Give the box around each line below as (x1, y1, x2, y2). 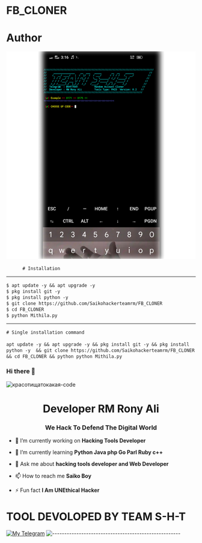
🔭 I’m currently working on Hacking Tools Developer (14, 437, 146, 444)
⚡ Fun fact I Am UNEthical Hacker (14, 486, 100, 494)
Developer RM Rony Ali (43, 402, 159, 416)
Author (6, 31, 42, 45)
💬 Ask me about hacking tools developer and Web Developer (14, 461, 169, 468)
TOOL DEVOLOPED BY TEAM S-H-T (6, 510, 186, 524)
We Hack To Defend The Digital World (44, 423, 158, 432)
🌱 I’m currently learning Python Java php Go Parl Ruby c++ (14, 449, 164, 456)
